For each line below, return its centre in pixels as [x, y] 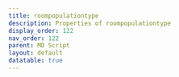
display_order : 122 [41, 30]
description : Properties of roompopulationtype [90, 23]
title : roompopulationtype [54, 16]
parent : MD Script [39, 46]
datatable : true [35, 61]
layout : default [35, 53]
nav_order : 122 [34, 38]
